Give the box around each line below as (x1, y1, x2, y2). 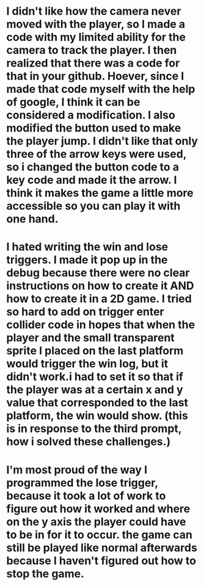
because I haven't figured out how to (6, 554, 197, 568)
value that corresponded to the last (6, 396, 188, 410)
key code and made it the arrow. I (6, 173, 177, 187)
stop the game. (6, 566, 84, 581)
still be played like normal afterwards (6, 541, 197, 554)
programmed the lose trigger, (6, 475, 158, 489)
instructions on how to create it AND (6, 279, 194, 293)
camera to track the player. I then (6, 43, 177, 57)
